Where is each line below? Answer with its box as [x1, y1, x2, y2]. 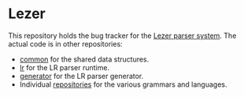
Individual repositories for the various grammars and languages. [19, 80, 227, 89]
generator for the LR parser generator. [19, 71, 144, 80]
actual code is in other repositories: [8, 39, 124, 48]
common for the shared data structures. [19, 54, 150, 64]
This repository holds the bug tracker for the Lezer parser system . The [8, 31, 237, 40]
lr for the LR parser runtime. [19, 62, 110, 72]
